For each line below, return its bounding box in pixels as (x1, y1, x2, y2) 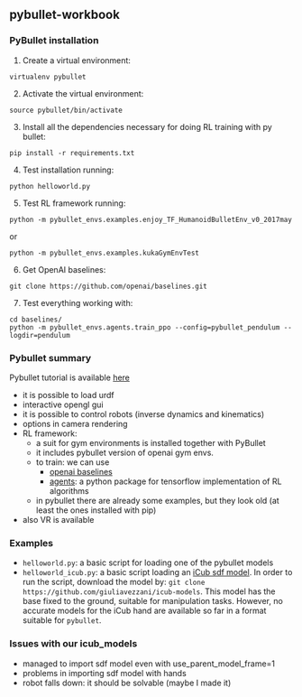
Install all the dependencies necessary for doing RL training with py (22, 121, 272, 132)
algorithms (49, 485, 89, 496)
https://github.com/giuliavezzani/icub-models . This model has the (22, 586, 277, 597)
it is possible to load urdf (22, 389, 114, 400)
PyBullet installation (9, 34, 99, 47)
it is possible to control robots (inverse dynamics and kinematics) (22, 408, 265, 419)
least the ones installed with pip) (35, 505, 157, 516)
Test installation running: (22, 164, 114, 175)
